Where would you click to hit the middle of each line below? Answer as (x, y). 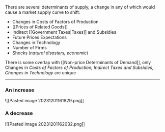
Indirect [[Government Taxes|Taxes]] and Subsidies (64, 32)
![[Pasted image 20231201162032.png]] (45, 124)
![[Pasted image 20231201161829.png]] (45, 101)
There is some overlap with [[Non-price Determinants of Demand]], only (78, 62)
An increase (20, 90)
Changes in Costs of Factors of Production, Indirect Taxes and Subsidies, (79, 67)
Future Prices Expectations (40, 37)
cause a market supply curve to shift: (42, 12)
